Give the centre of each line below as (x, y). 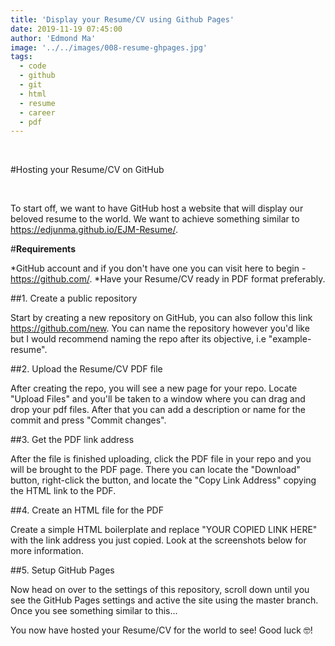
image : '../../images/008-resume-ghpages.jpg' (109, 47)
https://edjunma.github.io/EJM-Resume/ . (94, 230)
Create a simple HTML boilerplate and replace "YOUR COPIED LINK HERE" (164, 530)
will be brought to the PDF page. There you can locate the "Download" (155, 470)
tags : (21, 57)
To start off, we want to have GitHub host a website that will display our (157, 208)
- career (37, 112)
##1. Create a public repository (74, 298)
